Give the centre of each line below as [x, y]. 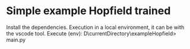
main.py [16, 40]
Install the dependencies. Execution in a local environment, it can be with [95, 27]
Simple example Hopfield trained [88, 11]
